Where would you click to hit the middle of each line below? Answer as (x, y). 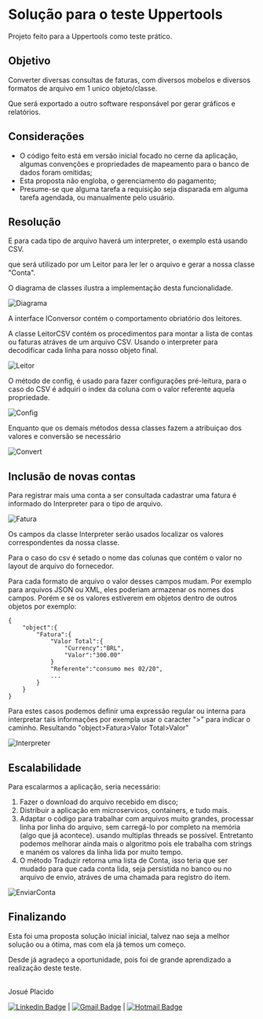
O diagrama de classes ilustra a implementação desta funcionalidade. (121, 288)
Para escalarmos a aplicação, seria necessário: (84, 787)
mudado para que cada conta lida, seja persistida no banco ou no (126, 869)
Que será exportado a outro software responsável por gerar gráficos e (122, 103)
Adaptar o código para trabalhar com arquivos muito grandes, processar (137, 819)
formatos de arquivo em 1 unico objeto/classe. (83, 88)
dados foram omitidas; (56, 172)
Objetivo (29, 61)
